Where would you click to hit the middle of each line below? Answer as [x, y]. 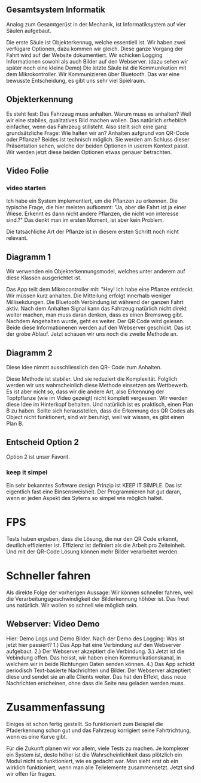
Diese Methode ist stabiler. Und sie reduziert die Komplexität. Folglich [92, 379]
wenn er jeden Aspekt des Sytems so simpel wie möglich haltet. [85, 498]
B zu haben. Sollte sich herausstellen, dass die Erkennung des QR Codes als [100, 411]
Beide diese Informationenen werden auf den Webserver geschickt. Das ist [99, 328]
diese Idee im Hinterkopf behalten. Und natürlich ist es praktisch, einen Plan [100, 404]
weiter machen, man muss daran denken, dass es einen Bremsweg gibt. [95, 315]
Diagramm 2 [29, 353]
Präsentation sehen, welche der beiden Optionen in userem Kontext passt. [98, 146]
